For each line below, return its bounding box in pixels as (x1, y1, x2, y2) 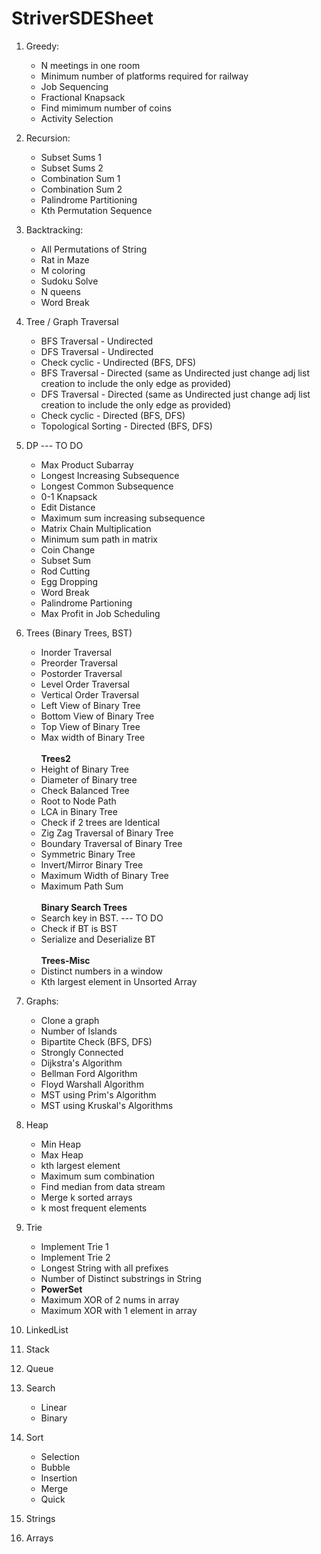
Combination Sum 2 (40, 183, 123, 195)
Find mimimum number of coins (40, 102, 172, 114)
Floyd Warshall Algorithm (40, 1078, 144, 1090)
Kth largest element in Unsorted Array (40, 975, 198, 987)
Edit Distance (40, 501, 96, 513)
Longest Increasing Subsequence (40, 469, 180, 481)
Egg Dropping (40, 575, 99, 587)
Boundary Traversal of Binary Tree (40, 837, 183, 849)
